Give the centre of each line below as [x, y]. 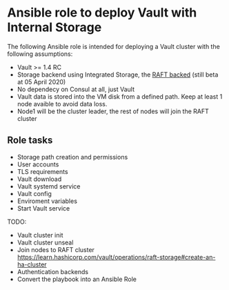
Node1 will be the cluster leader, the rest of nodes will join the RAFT [113, 111]
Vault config [34, 193]
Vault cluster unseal [45, 242]
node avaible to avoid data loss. [62, 104]
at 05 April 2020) [41, 81]
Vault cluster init [40, 235]
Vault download [39, 179]
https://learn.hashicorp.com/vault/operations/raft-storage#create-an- [116, 257]
